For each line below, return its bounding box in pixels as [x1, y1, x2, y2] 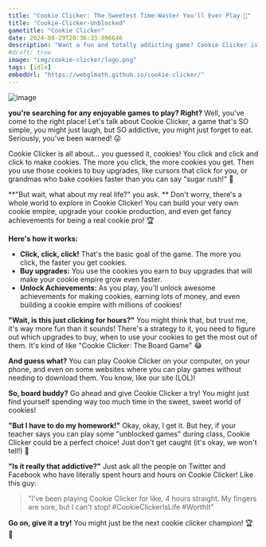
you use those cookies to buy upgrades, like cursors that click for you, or [8, 165, 248, 175]
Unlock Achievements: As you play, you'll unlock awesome [19, 283, 217, 293]
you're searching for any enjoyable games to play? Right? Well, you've [8, 108, 244, 118]
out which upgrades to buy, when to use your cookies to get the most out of [8, 332, 257, 342]
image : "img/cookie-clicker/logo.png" [8, 56, 137, 64]
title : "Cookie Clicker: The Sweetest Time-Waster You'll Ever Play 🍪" [8, 11, 251, 20]
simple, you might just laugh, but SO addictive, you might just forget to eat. [8, 125, 253, 134]
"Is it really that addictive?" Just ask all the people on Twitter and [8, 461, 226, 471]
